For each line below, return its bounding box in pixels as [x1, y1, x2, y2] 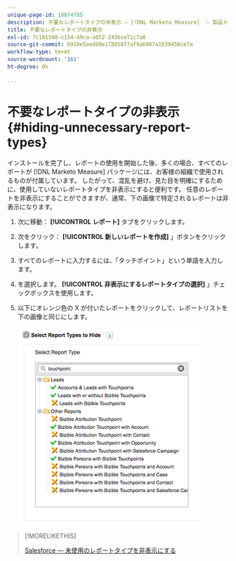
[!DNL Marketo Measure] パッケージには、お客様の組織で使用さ [33, 167, 218, 176]
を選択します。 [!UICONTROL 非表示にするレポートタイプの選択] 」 [17, 280, 214, 288]
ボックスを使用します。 [29, 288, 97, 297]
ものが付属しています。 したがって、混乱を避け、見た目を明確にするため [13, 176, 223, 184]
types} [7, 134, 48, 150]
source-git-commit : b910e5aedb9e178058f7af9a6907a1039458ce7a [7, 41, 193, 49]
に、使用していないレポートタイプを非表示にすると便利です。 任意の [7, 185, 205, 193]
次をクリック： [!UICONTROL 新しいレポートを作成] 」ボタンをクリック [17, 232, 226, 240]
